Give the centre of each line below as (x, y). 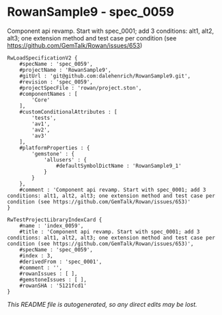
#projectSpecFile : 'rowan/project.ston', (81, 88)
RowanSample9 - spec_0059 (91, 12)
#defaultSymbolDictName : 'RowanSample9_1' (119, 166)
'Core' (41, 100)
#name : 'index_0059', (52, 226)
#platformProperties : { (55, 148)
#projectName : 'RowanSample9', (65, 70)
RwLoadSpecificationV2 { (42, 58)
